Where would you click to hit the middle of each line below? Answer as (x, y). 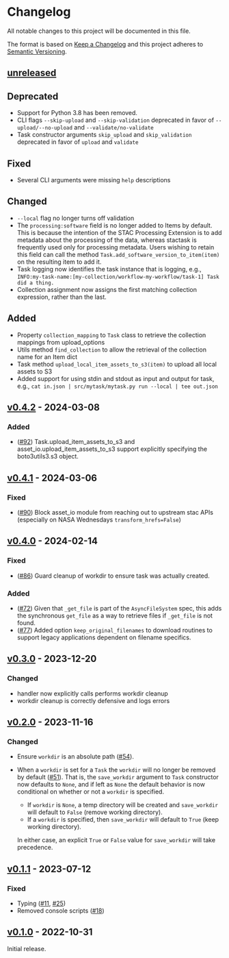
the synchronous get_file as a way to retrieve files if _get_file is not (115, 615)
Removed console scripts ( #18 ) (60, 911)
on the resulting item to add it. (59, 262)
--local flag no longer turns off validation (76, 218)
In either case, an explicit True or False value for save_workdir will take (116, 840)
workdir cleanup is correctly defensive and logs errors (93, 700)
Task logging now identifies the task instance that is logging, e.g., (109, 269)
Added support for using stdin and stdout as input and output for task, (116, 378)
